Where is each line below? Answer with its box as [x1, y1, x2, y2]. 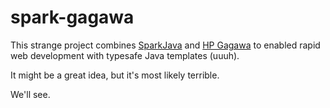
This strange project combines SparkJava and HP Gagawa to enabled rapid [10, 39, 321, 51]
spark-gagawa [10, 6, 135, 29]
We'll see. [10, 88, 51, 100]
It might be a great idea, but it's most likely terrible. [10, 69, 220, 81]
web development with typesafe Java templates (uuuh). [10, 49, 240, 61]
